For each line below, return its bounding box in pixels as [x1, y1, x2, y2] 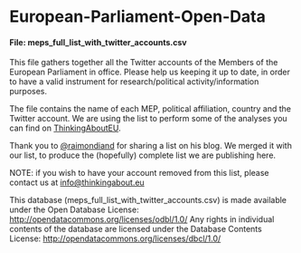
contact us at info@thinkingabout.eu [9, 177, 145, 188]
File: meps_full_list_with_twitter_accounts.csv [9, 36, 187, 47]
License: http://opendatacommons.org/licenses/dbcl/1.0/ [9, 233, 221, 244]
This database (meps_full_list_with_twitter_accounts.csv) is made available [9, 195, 287, 206]
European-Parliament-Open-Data [9, 6, 267, 27]
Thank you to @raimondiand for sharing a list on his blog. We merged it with [9, 141, 292, 151]
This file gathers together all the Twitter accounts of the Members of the [9, 57, 278, 68]
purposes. [9, 86, 48, 97]
